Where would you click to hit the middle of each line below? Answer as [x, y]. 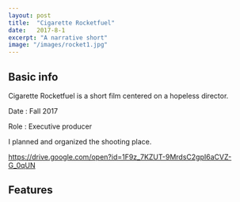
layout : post [30, 15]
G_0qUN [22, 165]
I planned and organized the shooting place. [80, 141]
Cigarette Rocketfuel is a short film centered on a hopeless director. [118, 95]
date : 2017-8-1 [37, 30]
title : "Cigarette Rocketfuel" [61, 23]
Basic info [33, 77]
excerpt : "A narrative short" [58, 37]
